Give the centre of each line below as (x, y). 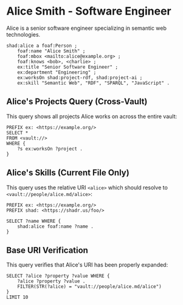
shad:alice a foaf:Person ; (42, 46)
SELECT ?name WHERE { (34, 221)
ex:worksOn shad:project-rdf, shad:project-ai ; (80, 77)
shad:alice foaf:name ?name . (56, 226)
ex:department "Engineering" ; (57, 72)
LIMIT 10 (17, 297)
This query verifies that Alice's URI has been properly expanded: (87, 265)
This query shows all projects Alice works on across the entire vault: (92, 116)
